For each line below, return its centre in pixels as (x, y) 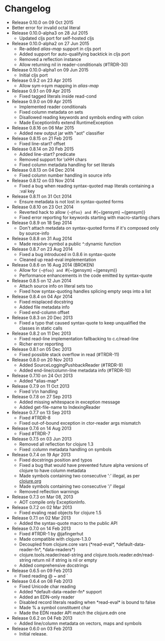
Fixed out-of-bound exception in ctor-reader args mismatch (80, 423)
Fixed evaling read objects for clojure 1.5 (60, 513)
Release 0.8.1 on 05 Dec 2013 (42, 349)
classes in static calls (41, 328)
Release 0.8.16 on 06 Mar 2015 (43, 128)
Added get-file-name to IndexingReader (60, 407)
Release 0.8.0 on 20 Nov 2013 (42, 360)
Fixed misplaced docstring (46, 302)
